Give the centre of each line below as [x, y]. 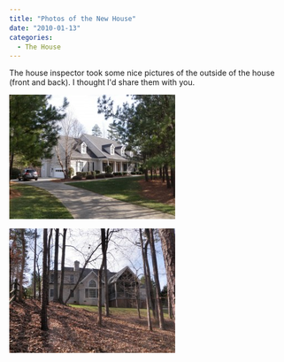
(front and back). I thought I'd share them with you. [102, 82]
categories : [31, 37]
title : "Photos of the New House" [73, 19]
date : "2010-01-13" [45, 28]
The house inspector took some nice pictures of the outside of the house [142, 73]
